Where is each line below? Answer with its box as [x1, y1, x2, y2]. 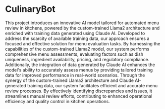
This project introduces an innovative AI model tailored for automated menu [5, 20, 160, 26]
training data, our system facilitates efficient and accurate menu [27, 82, 158, 88]
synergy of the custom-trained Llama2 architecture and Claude [5, 77, 134, 83]
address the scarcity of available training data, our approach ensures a [5, 36, 150, 41]
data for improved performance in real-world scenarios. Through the [5, 72, 145, 78]
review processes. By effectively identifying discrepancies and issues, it [5, 88, 153, 94]
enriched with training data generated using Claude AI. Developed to [5, 30, 145, 36]
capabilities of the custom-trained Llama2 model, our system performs [5, 46, 150, 52]
